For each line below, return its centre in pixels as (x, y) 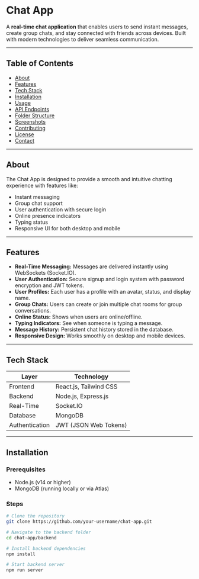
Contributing (30, 128)
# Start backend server (36, 565)
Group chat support (39, 203)
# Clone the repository (36, 516)
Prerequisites (26, 469)
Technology (91, 377)
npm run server (25, 570)
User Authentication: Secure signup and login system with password (99, 279)
